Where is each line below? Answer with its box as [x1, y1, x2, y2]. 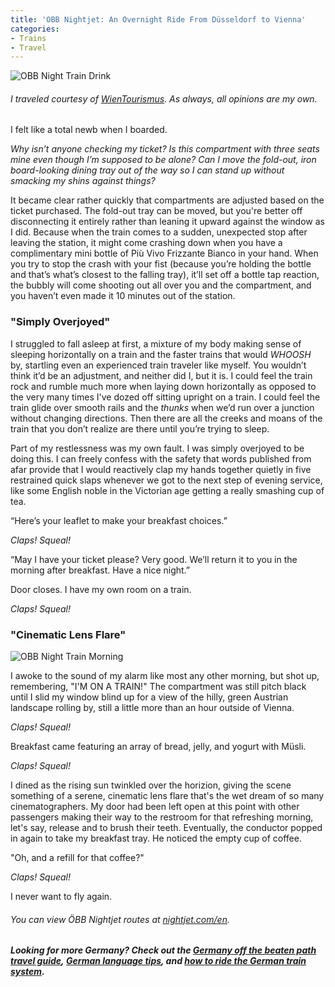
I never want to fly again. [10, 891, 113, 903]
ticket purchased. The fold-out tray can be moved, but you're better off [10, 205, 303, 217]
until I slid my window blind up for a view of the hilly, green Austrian [10, 691, 289, 703]
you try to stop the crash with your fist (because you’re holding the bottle [10, 258, 312, 270]
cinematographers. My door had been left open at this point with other [10, 801, 300, 813]
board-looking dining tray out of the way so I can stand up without [10, 164, 285, 176]
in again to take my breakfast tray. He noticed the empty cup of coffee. [10, 832, 302, 845]
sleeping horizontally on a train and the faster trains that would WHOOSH [10, 348, 312, 360]
